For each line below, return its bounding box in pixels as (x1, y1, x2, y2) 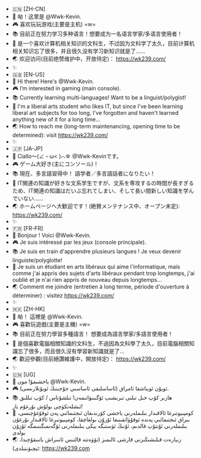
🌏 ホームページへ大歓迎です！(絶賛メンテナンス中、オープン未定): (12, 203, 180, 209)
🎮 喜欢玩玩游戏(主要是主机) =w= (12, 21, 96, 28)
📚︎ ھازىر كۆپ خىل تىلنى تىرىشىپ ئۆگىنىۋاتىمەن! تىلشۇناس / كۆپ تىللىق (12, 394, 173, 401)
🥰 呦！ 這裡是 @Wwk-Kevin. (12, 313, 83, 320)
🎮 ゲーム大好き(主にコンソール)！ (12, 160, 99, 168)
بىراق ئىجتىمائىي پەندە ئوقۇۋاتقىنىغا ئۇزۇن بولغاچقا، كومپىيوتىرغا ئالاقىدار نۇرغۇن (12, 416, 190, 423)
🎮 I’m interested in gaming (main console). (12, 85, 121, 91)
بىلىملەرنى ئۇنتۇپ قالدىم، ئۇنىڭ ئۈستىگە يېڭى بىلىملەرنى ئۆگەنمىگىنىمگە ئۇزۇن (12, 422, 188, 429)
